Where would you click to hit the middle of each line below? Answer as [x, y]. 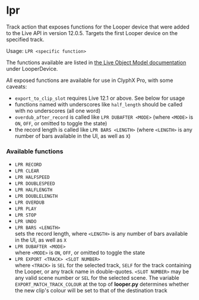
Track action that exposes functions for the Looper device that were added [98, 27]
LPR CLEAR [27, 171]
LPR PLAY [26, 209]
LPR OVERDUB [29, 203]
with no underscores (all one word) [58, 110]
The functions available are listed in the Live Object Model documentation [96, 62]
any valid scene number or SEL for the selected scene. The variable [97, 278]
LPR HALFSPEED [32, 178]
